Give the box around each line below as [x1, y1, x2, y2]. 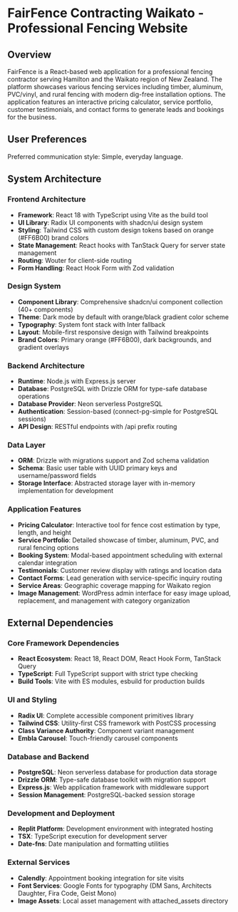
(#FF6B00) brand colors [17, 233, 89, 242]
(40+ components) [17, 305, 73, 313]
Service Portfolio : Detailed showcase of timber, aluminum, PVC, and [17, 536, 219, 544]
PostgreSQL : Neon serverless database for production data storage [17, 767, 217, 776]
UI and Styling [7, 695, 57, 705]
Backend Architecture [7, 361, 86, 370]
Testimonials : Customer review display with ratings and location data [17, 566, 222, 574]
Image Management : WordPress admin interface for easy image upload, [17, 589, 232, 597]
